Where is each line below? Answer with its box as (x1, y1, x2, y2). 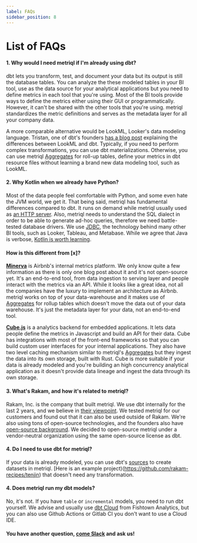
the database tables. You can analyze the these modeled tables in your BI (6, 78, 184, 85)
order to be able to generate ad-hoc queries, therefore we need (6, 217, 161, 224)
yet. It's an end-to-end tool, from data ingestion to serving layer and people (6, 275, 189, 282)
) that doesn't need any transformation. (39, 471, 134, 478)
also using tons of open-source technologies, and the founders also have (6, 419, 183, 426)
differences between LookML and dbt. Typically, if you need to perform (6, 140, 179, 147)
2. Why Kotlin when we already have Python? (6, 179, 119, 186)
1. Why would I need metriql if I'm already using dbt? (6, 60, 136, 67)
